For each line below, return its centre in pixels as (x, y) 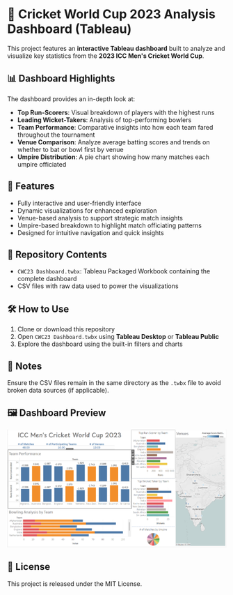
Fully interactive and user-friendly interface (79, 203)
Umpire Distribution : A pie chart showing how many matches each (113, 157)
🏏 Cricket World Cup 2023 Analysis (111, 14)
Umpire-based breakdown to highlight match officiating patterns (110, 225)
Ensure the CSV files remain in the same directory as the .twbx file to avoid (114, 383)
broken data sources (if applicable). (58, 390)
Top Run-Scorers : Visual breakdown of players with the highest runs (116, 112)
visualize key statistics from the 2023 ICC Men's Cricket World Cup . (106, 56)
